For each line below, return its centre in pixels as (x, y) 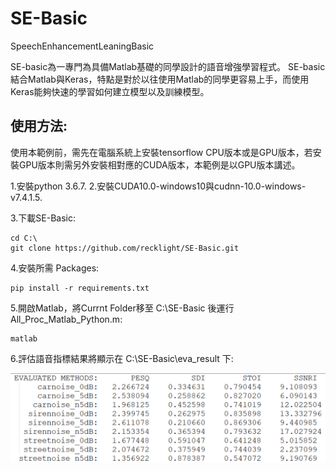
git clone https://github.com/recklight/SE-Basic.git (125, 248)
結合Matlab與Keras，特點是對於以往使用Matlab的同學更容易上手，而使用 (160, 79)
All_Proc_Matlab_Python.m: (66, 319)
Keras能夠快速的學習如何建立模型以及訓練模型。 (110, 91)
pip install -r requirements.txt (80, 288)
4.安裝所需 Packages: (55, 268)
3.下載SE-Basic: (43, 218)
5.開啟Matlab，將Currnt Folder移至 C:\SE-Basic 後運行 (122, 308)
